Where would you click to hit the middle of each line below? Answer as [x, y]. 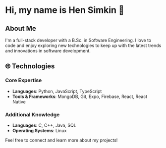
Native [19, 101]
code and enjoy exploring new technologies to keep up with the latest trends [83, 46]
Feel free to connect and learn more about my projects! [61, 140]
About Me [21, 28]
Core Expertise [24, 80]
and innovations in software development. [48, 51]
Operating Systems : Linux [39, 130]
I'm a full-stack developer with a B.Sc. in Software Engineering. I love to [78, 40]
